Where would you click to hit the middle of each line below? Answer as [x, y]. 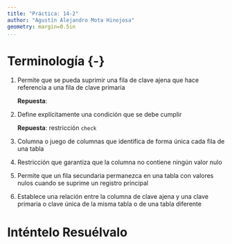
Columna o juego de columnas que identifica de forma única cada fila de [121, 141]
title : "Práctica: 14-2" [43, 14]
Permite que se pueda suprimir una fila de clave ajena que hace [108, 80]
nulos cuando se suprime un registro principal [83, 183]
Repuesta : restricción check [57, 128]
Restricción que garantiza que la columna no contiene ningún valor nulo [120, 162]
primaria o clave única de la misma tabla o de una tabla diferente [109, 204]
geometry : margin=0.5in [42, 26]
